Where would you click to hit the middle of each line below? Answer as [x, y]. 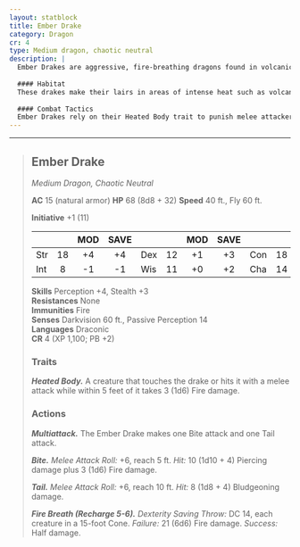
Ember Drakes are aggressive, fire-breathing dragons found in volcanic [155, 68]
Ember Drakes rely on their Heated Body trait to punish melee [137, 117]
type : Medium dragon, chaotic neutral [81, 51]
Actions [49, 414]
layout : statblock [43, 17]
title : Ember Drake [46, 26]
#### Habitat [42, 84]
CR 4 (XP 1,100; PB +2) [73, 338]
